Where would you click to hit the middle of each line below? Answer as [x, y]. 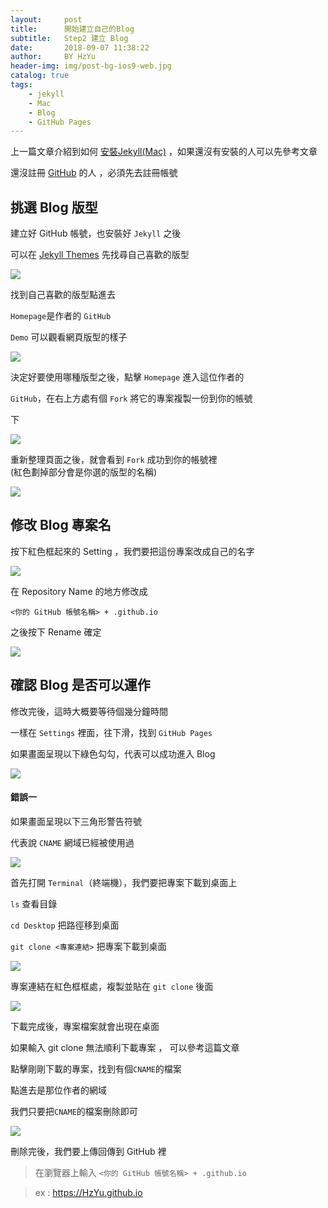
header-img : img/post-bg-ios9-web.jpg [91, 66]
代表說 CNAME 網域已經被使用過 [72, 842]
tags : [21, 85]
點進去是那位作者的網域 [58, 1090]
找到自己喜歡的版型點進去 [63, 295]
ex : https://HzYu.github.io [88, 1192]
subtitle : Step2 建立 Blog [69, 38]
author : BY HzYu [53, 57]
